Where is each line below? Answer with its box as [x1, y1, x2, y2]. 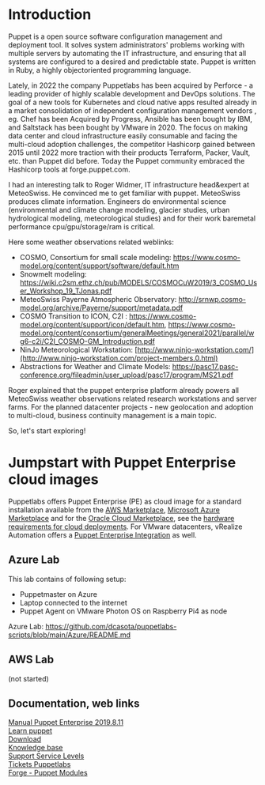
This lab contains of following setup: [8, 574, 127, 583]
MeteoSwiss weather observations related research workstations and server [8, 394, 257, 403]
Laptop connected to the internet [19, 598, 128, 607]
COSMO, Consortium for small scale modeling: [19, 252, 172, 262]
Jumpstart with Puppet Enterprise [8, 454, 237, 472]
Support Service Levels [8, 751, 85, 760]
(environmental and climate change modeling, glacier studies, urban [8, 205, 230, 214]
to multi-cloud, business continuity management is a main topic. [8, 410, 218, 420]
